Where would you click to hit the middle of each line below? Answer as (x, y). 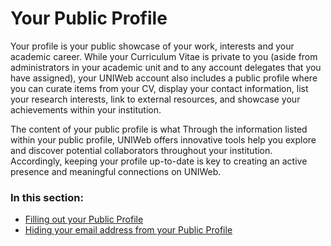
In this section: (47, 197)
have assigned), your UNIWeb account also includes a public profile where (164, 78)
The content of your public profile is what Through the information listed (159, 129)
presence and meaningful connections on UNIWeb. (116, 171)
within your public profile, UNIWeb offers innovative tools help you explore (163, 139)
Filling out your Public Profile (84, 219)
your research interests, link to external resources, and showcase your (155, 99)
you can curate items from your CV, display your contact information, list (159, 88)
